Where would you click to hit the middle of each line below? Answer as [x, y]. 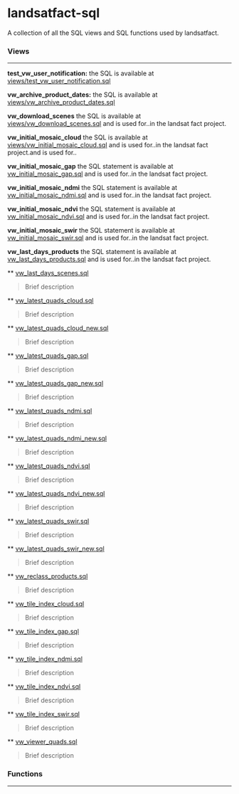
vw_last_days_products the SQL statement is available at [92, 252]
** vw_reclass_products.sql [48, 576]
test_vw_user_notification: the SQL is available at [81, 73]
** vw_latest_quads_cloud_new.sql [58, 328]
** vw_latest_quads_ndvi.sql [49, 466]
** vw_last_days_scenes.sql [48, 273]
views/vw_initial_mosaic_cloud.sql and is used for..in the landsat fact [108, 145]
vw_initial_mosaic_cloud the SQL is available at [78, 137]
